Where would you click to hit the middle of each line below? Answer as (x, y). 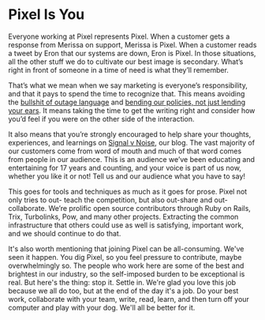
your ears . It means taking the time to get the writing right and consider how (132, 110)
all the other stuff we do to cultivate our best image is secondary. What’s (126, 62)
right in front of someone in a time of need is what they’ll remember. (118, 70)
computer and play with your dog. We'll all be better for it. (102, 307)
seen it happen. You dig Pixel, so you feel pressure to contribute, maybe (125, 257)
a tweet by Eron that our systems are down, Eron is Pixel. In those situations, (132, 53)
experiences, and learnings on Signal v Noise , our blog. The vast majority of (131, 142)
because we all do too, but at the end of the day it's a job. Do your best (123, 291)
